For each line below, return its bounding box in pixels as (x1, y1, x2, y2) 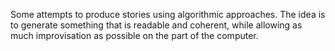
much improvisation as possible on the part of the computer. (10, 30, 259, 41)
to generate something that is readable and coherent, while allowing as (10, 19, 303, 31)
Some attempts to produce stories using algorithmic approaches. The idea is (10, 9, 326, 20)
